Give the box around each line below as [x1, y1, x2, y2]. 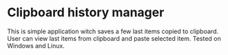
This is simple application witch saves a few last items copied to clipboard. [7, 27, 219, 35]
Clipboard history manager [7, 5, 165, 20]
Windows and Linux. [7, 41, 65, 50]
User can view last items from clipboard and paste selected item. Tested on [7, 34, 222, 42]
